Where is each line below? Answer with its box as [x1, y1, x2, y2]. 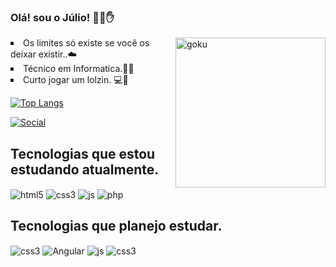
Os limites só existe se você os [23, 37, 150, 49]
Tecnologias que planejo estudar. [10, 218, 223, 235]
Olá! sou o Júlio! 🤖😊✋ [10, 10, 115, 24]
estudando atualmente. [10, 161, 160, 178]
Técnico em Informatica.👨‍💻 [23, 63, 135, 75]
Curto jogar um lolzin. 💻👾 [23, 74, 129, 86]
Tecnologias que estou [10, 145, 156, 162]
